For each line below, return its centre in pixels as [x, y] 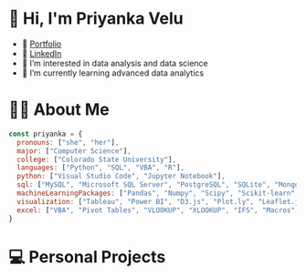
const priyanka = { [46, 134]
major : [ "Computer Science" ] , [74, 151]
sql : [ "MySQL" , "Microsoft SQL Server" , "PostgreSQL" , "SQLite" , [144, 185]
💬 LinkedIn [42, 53]
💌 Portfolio [42, 44]
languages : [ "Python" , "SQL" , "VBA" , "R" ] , [100, 168]
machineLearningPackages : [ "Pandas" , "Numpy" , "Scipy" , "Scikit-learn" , [158, 193]
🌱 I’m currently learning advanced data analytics [113, 73]
